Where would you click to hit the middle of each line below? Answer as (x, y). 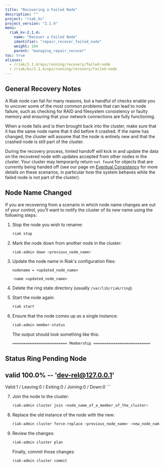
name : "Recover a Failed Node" (46, 37)
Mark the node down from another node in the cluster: (67, 243)
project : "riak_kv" (25, 19)
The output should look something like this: (56, 334)
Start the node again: (33, 297)
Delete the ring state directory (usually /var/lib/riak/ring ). (73, 288)
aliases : (14, 60)
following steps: (21, 215)
